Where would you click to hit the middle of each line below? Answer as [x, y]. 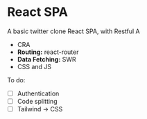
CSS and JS [34, 66]
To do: [16, 80]
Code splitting [37, 101]
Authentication [38, 93]
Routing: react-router [48, 52]
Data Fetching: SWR [46, 59]
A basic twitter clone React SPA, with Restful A [73, 31]
